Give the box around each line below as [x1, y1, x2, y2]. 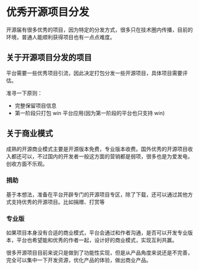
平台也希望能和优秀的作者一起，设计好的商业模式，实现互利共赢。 [16, 236, 178, 244]
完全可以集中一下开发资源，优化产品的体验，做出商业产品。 [6, 257, 152, 264]
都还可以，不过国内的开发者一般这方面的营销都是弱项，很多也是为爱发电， [11, 152, 193, 160]
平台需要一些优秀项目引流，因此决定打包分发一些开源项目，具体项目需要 [6, 69, 182, 76]
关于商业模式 [6, 129, 53, 139]
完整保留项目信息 [14, 102, 57, 109]
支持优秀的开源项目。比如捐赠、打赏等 [11, 198, 105, 205]
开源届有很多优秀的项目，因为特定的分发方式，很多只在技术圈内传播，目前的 [6, 26, 193, 33]
